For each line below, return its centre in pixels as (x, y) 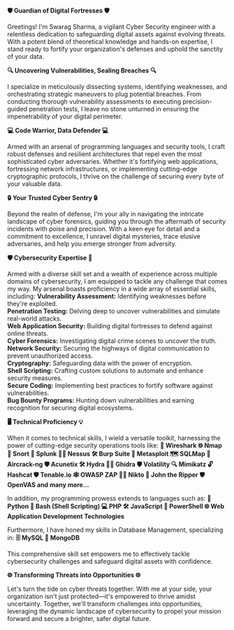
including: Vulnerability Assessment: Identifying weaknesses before (107, 296)
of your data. (25, 56)
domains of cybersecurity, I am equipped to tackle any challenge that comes (117, 281)
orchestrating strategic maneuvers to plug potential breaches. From (104, 94)
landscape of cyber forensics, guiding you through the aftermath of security (117, 221)
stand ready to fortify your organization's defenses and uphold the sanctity (115, 49)
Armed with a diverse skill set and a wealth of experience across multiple (112, 274)
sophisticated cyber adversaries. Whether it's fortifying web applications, (113, 161)
